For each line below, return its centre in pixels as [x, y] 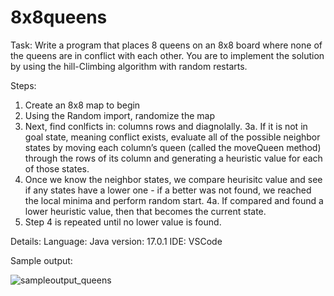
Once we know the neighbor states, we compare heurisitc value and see [173, 179]
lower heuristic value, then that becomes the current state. [145, 211]
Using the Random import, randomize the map [119, 115]
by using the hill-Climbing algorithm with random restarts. [129, 66]
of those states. [57, 168]
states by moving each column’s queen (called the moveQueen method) [173, 147]
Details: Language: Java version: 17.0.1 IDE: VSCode [116, 241]
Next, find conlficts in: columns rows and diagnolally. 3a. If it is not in [166, 126]
